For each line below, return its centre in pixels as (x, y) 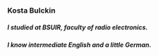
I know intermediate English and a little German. (79, 45)
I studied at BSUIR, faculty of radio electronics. (78, 27)
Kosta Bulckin (31, 10)
